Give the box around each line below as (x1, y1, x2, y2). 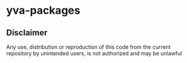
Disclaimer (6, 28, 48, 38)
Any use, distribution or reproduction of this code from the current (6, 43, 171, 50)
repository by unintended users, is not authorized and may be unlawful (6, 50, 182, 57)
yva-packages (6, 4, 80, 17)
